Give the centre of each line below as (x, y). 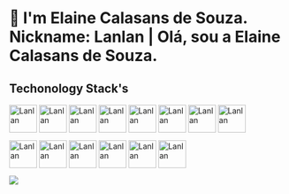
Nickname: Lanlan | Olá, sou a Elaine (145, 37)
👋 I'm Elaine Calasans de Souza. (128, 18)
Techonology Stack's (69, 88)
